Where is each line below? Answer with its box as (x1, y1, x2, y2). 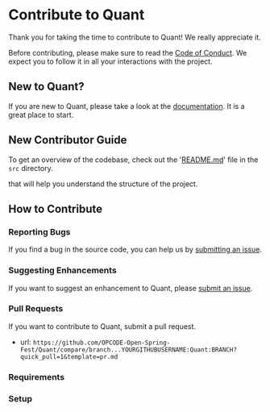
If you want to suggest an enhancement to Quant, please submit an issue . (8, 283, 253, 293)
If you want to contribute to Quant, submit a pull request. (8, 321, 196, 331)
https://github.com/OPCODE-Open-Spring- (32, 339, 171, 347)
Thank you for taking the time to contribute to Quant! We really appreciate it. (8, 32, 262, 42)
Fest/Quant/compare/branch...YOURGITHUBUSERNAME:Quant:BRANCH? (19, 345, 238, 354)
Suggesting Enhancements (8, 264, 117, 276)
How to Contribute (8, 202, 103, 215)
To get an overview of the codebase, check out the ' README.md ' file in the (8, 155, 259, 164)
